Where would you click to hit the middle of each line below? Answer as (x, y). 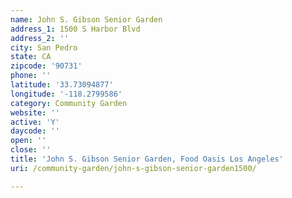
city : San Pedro (44, 47)
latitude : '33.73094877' (62, 85)
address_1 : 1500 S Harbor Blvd (75, 29)
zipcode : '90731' (46, 66)
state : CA (31, 57)
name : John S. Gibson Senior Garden (86, 19)
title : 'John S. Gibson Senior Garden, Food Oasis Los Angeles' (147, 159)
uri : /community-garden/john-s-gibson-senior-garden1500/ (133, 168)
